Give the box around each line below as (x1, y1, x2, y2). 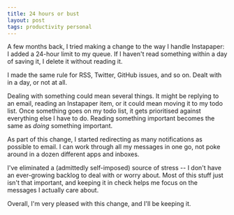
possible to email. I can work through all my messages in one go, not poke (7, 143, 221, 151)
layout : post (7, 17, 45, 24)
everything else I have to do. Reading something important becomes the (7, 114, 215, 123)
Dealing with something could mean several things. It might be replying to (7, 92, 219, 100)
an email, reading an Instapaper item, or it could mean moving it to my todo (7, 99, 224, 108)
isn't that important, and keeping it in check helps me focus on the (7, 179, 198, 187)
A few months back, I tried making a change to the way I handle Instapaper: (7, 43, 225, 51)
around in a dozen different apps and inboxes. (7, 150, 140, 158)
